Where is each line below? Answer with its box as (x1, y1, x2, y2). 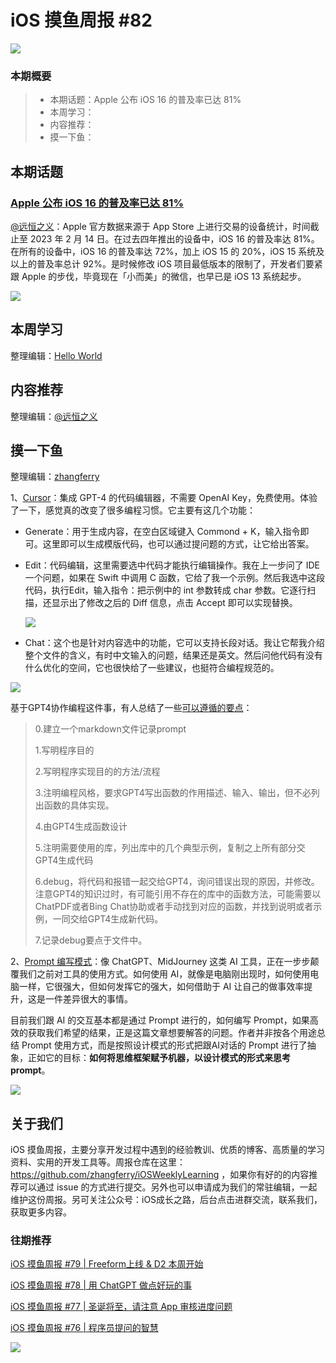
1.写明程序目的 (34, 744, 95, 756)
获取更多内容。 (10, 1206, 72, 1218)
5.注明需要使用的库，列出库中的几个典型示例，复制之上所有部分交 (34, 842, 306, 854)
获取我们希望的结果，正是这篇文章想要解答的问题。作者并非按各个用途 (27, 1027, 317, 1039)
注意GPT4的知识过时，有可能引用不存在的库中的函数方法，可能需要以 (34, 888, 322, 900)
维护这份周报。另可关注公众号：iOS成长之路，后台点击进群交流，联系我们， (10, 1194, 323, 1206)
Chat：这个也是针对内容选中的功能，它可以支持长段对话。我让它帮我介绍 (24, 637, 325, 649)
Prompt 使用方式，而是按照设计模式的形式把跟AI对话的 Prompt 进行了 (21, 1039, 308, 1051)
